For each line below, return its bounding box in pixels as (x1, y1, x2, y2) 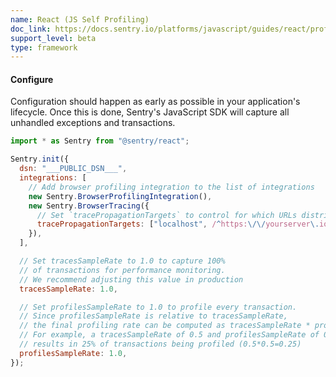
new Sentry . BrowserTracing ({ (28, 201, 150, 211)
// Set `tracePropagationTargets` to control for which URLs (36, 210, 298, 220)
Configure (10, 73, 54, 85)
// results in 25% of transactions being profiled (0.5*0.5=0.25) (19, 339, 302, 350)
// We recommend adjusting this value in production (19, 274, 244, 285)
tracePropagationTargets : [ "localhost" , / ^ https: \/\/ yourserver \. (36, 219, 320, 230)
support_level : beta (10, 33, 97, 43)
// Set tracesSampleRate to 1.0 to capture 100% (19, 256, 226, 266)
